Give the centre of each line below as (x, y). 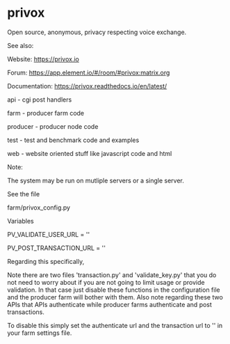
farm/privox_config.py (39, 208)
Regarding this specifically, (46, 261)
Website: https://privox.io (43, 59)
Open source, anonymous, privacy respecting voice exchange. (97, 32)
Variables (20, 221)
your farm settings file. (40, 333)
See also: (20, 45)
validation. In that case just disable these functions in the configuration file (114, 290)
